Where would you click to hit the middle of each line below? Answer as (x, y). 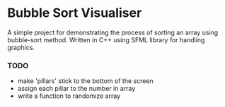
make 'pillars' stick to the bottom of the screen (85, 81)
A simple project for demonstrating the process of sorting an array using (113, 32)
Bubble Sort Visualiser (75, 13)
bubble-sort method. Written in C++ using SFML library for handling (106, 39)
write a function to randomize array (69, 96)
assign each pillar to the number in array (76, 89)
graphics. (21, 47)
